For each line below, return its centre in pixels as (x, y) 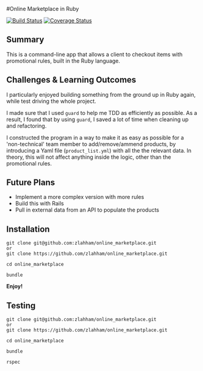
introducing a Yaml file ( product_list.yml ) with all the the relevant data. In (99, 150)
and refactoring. (27, 126)
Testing (21, 306)
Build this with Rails (39, 204)
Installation (28, 229)
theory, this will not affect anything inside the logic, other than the (89, 157)
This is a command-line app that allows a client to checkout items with (94, 54)
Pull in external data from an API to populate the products (87, 210)
